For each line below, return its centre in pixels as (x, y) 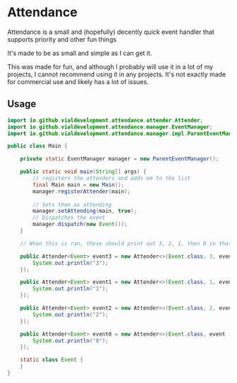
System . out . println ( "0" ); (71, 341)
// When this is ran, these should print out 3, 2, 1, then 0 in (118, 243)
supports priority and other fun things (62, 39)
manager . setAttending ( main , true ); (85, 211)
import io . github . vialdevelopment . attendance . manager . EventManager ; (110, 127)
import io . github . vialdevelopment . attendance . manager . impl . (98, 134)
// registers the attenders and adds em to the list (112, 178)
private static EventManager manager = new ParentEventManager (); (120, 159)
